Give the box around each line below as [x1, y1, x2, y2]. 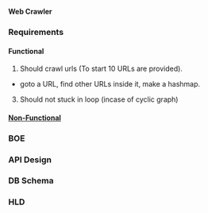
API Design [8, 154, 52, 165]
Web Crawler [8, 7, 53, 16]
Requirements [8, 26, 64, 37]
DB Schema [8, 175, 54, 186]
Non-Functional [8, 113, 62, 122]
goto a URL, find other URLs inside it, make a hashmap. [19, 79, 201, 89]
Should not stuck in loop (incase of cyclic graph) [19, 95, 179, 104]
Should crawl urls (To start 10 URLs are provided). [19, 64, 183, 74]
